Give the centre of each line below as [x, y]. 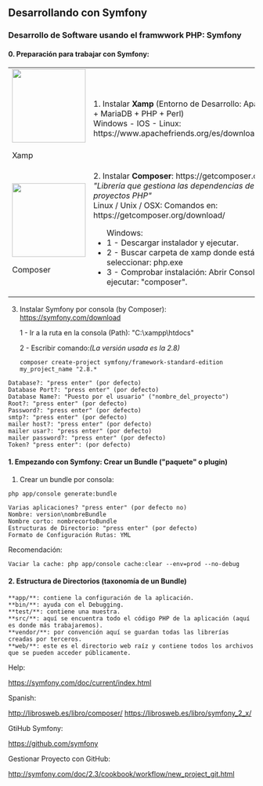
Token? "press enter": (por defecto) [70, 444]
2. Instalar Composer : [134, 176]
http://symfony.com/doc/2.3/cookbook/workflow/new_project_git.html [121, 773]
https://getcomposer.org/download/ [159, 215]
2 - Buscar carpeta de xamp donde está [181, 252]
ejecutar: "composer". [147, 282]
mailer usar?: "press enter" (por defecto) [80, 431]
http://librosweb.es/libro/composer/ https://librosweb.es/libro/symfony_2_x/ [130, 713]
